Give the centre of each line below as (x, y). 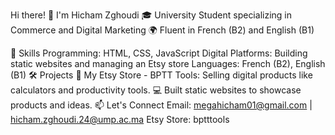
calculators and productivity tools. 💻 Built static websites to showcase (156, 90)
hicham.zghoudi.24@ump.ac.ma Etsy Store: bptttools (120, 119)
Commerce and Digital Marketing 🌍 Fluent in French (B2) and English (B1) (162, 30)
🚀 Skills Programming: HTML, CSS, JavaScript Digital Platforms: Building (159, 53)
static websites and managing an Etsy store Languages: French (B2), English (168, 63)
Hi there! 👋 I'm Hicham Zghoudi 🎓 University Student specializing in (151, 15)
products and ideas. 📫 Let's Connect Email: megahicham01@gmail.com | (161, 105)
